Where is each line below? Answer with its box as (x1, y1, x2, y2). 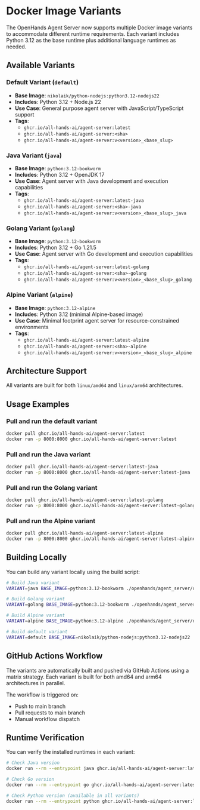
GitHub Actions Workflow (6, 651, 103, 661)
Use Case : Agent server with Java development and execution (14, 177, 168, 185)
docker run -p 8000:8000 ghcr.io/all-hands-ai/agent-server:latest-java (6, 469, 190, 475)
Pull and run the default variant (6, 417, 98, 425)
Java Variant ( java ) (6, 151, 62, 159)
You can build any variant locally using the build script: (6, 568, 140, 575)
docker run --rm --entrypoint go (6, 781, 89, 788)
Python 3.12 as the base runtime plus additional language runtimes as (6, 36, 176, 44)
